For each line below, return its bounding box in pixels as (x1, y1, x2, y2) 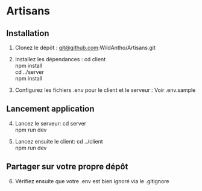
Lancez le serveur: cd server (14, 120, 86, 127)
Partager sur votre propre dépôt (6, 162, 128, 172)
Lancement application (6, 104, 95, 114)
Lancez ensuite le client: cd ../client (14, 138, 104, 145)
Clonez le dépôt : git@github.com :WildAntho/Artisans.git (14, 44, 156, 51)
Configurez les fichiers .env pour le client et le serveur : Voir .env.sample (14, 86, 196, 94)
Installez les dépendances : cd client (14, 56, 106, 62)
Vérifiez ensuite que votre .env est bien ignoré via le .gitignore (14, 177, 169, 184)
